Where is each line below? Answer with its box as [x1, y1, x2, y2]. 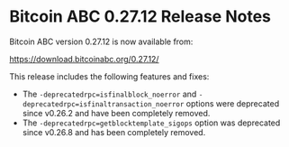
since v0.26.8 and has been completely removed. [22, 126, 206, 137]
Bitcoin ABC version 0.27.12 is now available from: [9, 36, 194, 47]
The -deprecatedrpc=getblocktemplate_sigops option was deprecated [22, 117, 281, 128]
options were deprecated [185, 97, 280, 109]
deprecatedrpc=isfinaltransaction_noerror [22, 99, 185, 109]
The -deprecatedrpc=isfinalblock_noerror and [22, 88, 197, 99]
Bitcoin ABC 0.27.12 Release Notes [9, 6, 272, 27]
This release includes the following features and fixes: [9, 70, 210, 82]
